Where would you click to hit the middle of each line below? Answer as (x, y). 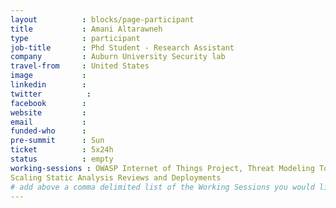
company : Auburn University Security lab (118, 57)
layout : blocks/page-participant (102, 19)
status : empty (62, 159)
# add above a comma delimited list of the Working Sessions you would (162, 187)
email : (48, 122)
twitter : (51, 94)
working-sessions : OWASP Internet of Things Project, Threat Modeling (162, 168)
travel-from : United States (80, 66)
